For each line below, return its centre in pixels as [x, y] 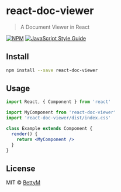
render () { [25, 134]
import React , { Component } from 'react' [58, 102]
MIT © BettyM [23, 183]
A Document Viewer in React [55, 27]
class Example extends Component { [49, 129]
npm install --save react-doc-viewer [52, 70]
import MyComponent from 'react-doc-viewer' [61, 112]
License [21, 168]
